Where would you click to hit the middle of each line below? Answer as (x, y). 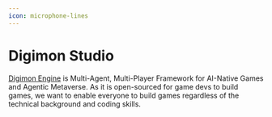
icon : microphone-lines (49, 16)
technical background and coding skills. (75, 104)
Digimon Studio (62, 55)
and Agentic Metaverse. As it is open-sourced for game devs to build (123, 86)
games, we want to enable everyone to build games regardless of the (124, 95)
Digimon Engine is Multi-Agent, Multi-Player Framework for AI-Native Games (136, 78)
